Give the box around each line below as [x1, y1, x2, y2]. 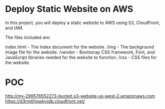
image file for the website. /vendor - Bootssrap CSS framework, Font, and [5, 49, 155, 55]
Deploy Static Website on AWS [5, 3, 133, 15]
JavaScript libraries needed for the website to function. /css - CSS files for [5, 54, 157, 60]
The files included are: [5, 34, 51, 40]
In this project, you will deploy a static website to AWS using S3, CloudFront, [5, 20, 161, 26]
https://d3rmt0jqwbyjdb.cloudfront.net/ [5, 98, 85, 104]
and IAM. [5, 25, 24, 30]
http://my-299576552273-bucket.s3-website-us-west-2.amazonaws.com [5, 93, 156, 99]
